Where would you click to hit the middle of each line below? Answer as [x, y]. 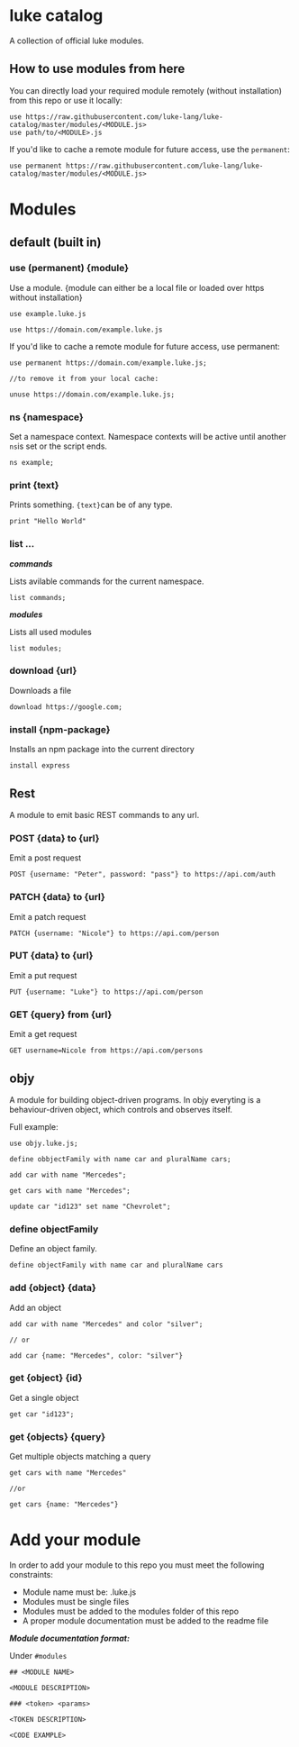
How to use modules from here [97, 69]
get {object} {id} [46, 1378]
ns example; [32, 462]
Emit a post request [45, 858]
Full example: [34, 1126]
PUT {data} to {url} [51, 956]
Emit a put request [43, 975]
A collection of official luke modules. [77, 41]
